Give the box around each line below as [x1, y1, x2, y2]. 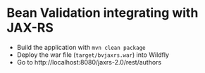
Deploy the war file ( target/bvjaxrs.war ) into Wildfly [16, 51, 170, 59]
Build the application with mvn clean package [16, 43, 146, 51]
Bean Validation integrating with [6, 5, 199, 21]
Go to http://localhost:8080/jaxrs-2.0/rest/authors [16, 58, 162, 66]
